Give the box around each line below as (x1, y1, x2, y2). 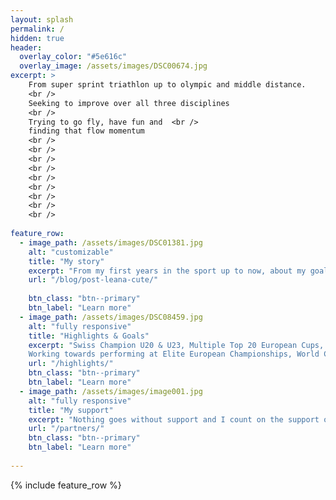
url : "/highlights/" (28, 359, 114, 369)
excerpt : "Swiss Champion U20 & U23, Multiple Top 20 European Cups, (28, 340, 325, 350)
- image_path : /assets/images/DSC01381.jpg (19, 237, 203, 248)
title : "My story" (28, 256, 105, 266)
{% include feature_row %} (10, 479, 122, 491)
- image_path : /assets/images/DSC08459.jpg (19, 312, 203, 322)
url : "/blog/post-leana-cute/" (28, 275, 159, 285)
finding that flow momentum (28, 126, 145, 136)
